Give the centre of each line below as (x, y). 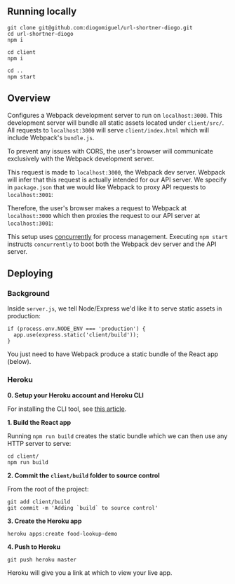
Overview (29, 99)
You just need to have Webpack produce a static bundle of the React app (113, 354)
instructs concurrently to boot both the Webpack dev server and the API (112, 244)
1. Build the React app (39, 422)
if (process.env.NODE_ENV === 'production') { (76, 329)
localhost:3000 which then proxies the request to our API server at (104, 215)
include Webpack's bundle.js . (51, 137)
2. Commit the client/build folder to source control (83, 475)
